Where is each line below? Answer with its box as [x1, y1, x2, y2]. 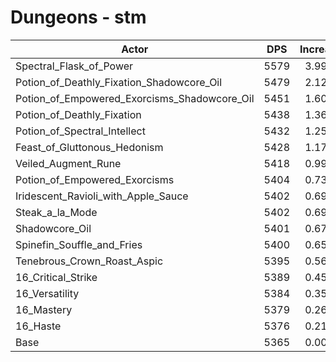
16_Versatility [15, 286, 80, 300]
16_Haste [15, 319, 62, 333]
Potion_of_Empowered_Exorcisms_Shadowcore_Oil [15, 91, 255, 105]
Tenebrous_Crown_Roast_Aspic [15, 254, 164, 268]
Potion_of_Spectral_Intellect [15, 124, 146, 138]
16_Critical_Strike [15, 270, 98, 284]
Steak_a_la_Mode [15, 205, 98, 219]
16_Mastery [15, 302, 73, 316]
